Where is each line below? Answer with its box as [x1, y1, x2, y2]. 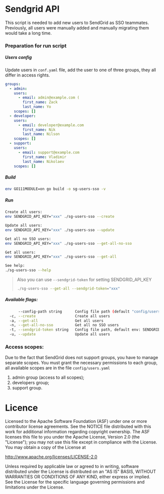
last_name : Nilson [22, 131, 60, 137]
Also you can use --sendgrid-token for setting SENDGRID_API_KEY [17, 277, 152, 283]
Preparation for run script [5, 42, 67, 49]
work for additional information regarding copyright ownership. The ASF [5, 429, 150, 435]
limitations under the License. [5, 484, 64, 490]
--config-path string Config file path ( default [18, 309, 130, 314]
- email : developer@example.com [18, 123, 84, 128]
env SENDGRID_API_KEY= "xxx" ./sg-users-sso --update [5, 227, 115, 233]
